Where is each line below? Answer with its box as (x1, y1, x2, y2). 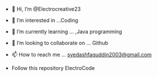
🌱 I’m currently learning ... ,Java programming (11, 28, 122, 35)
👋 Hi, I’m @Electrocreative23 (11, 6, 81, 12)
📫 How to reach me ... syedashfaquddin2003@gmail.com (11, 51, 152, 58)
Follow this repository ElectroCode (11, 65, 95, 71)
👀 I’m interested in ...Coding (11, 17, 78, 23)
